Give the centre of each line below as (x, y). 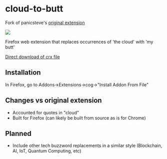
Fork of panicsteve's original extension (45, 23)
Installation (23, 72)
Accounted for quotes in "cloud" (46, 112)
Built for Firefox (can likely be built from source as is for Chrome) (79, 118)
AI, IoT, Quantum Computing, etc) (47, 151)
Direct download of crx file (32, 57)
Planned (18, 133)
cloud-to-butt (34, 9)
